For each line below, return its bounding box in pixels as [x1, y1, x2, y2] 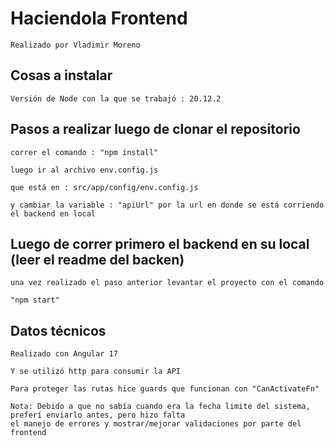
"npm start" [10, 295, 60, 306]
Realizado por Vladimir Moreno [10, 40, 141, 50]
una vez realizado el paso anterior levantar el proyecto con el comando [10, 278, 325, 288]
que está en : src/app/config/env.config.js [10, 182, 199, 192]
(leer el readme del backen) [10, 251, 185, 268]
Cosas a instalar [10, 67, 113, 84]
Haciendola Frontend [10, 7, 188, 30]
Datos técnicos [10, 322, 107, 339]
